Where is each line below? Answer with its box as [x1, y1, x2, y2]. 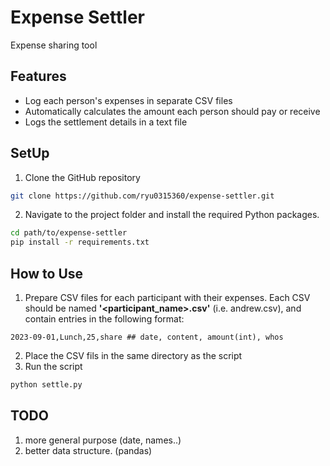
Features [10, 68, 67, 85]
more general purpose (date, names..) [24, 434, 182, 446]
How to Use [10, 265, 84, 282]
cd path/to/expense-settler [10, 228, 128, 238]
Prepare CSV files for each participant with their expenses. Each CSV [24, 292, 311, 303]
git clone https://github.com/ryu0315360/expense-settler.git [10, 191, 275, 201]
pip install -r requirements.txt [10, 237, 150, 248]
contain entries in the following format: [24, 313, 185, 325]
